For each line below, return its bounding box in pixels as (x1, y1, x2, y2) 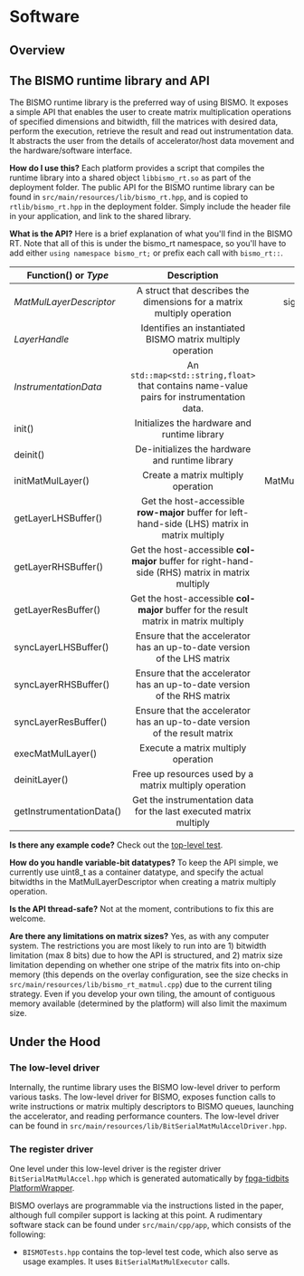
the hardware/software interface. (9, 145, 133, 156)
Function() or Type (26, 269, 109, 282)
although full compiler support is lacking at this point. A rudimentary (9, 1210, 263, 1221)
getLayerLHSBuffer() (14, 512, 103, 524)
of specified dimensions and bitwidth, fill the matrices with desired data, (9, 116, 279, 128)
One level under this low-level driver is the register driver (9, 1164, 222, 1175)
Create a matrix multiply (142, 469, 244, 482)
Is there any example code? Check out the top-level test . (9, 839, 223, 850)
